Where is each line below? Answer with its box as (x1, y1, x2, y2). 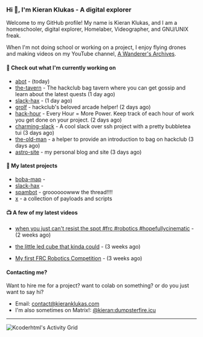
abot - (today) (14, 77, 50, 85)
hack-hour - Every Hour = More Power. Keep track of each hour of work (14, 110, 195, 117)
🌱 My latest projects (6, 162, 57, 169)
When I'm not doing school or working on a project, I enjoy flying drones (6, 44, 186, 51)
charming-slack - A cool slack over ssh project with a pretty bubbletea (14, 122, 191, 129)
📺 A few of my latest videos (6, 209, 78, 217)
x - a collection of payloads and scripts (14, 195, 113, 202)
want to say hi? (6, 289, 44, 296)
